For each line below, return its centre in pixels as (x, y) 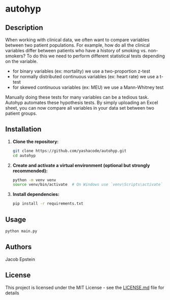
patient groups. (21, 113)
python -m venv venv (34, 180)
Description (24, 28)
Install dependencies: (36, 194)
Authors (19, 247)
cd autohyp (24, 155)
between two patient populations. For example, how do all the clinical (78, 45)
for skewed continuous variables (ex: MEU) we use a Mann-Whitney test (88, 87)
